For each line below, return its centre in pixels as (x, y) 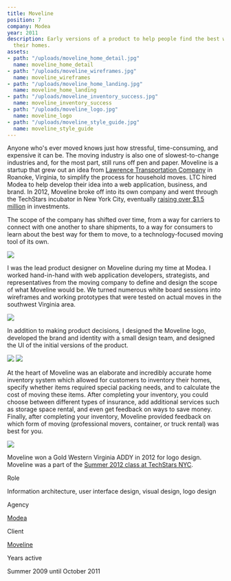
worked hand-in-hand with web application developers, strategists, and (108, 275)
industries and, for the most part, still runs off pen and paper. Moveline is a (113, 163)
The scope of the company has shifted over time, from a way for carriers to (114, 220)
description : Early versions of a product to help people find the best (113, 39)
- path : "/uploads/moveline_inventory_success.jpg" (82, 97)
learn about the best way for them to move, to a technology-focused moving (115, 234)
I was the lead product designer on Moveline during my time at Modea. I (109, 268)
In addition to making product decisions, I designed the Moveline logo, (107, 331)
